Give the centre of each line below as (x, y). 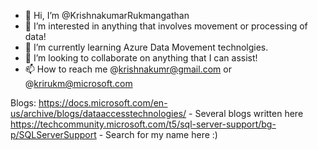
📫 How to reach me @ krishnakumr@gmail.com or (128, 69)
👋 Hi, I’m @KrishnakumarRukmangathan (107, 15)
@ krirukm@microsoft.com (78, 83)
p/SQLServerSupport (53, 134)
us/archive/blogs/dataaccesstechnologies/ (98, 113)
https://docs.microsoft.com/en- (103, 103)
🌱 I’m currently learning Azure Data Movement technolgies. (146, 47)
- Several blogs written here (246, 113)
